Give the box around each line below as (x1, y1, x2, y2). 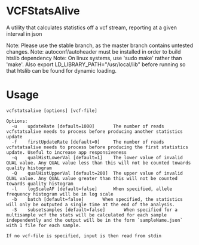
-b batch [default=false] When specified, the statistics (11, 196, 183, 202)
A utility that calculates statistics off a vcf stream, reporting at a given (6, 24, 177, 31)
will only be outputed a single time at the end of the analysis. (6, 201, 175, 207)
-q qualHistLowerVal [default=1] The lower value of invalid (11, 154, 183, 160)
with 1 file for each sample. (6, 222, 82, 228)
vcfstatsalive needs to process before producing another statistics (6, 128, 183, 135)
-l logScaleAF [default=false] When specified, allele (11, 186, 172, 192)
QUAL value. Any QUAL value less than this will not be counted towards (6, 160, 191, 166)
